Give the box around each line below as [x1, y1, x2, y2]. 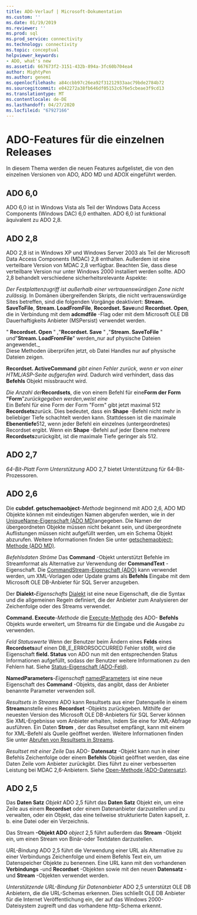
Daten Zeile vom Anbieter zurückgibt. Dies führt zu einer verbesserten [6, 760, 176, 767]
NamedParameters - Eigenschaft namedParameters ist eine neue [6, 674, 163, 681]
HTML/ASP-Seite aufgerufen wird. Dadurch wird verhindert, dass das [6, 371, 174, 378]
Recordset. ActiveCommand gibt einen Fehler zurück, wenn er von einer [6, 365, 183, 372]
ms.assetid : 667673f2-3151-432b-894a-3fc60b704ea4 [6, 63, 133, 70]
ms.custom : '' [6, 14, 41, 20]
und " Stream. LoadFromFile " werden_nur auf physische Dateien [6, 334, 161, 342]
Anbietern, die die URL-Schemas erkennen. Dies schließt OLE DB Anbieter [6, 890, 185, 897]
